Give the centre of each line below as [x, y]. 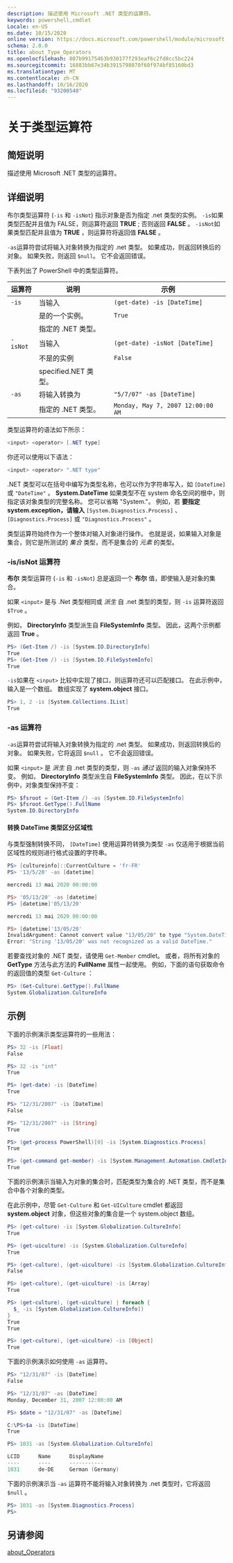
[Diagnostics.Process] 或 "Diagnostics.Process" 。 [81, 519]
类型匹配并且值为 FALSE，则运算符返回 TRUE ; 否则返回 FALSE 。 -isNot [111, 223]
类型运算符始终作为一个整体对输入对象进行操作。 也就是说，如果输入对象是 [114, 533]
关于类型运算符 [50, 127]
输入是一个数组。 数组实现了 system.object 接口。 [80, 689]
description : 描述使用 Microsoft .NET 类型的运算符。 [81, 14]
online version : [31, 40]
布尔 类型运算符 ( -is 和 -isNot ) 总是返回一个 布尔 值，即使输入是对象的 [109, 578]
